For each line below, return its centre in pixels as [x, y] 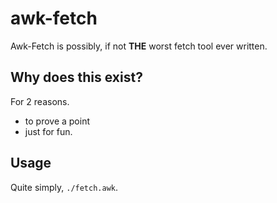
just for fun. [48, 131]
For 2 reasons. [40, 101]
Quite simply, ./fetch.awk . [64, 187]
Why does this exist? [76, 77]
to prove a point [57, 121]
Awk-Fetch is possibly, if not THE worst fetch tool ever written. [139, 46]
